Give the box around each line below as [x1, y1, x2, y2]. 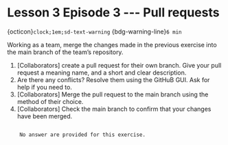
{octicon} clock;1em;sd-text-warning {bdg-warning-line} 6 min [7, 27, 182, 36]
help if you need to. [16, 83, 72, 91]
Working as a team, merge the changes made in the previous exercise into [7, 40, 218, 49]
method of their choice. [16, 97, 84, 105]
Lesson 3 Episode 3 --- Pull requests [7, 5, 220, 21]
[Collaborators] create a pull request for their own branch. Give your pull [16, 61, 222, 69]
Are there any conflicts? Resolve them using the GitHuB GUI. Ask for [16, 75, 210, 83]
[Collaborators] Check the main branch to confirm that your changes [16, 105, 212, 113]
